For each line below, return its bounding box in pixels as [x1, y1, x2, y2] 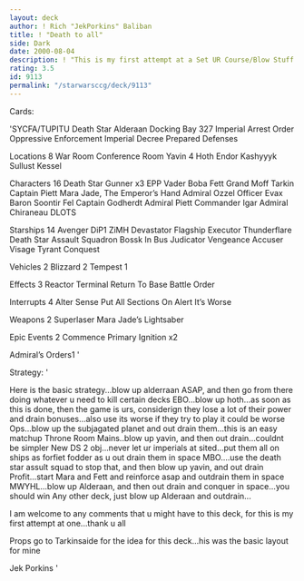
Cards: [9, 105, 34, 116]
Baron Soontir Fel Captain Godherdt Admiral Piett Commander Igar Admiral [9, 197, 289, 208]
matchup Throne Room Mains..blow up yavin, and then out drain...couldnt [9, 432, 284, 443]
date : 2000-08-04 [9, 47, 75, 56]
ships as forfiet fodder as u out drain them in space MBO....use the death [9, 451, 281, 463]
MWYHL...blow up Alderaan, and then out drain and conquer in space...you [9, 480, 290, 491]
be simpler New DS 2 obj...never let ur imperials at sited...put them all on [9, 442, 279, 453]
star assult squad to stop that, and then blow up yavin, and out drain [9, 461, 264, 472]
